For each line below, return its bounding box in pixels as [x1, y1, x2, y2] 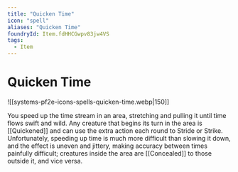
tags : [7, 37, 23, 44]
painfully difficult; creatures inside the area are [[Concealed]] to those [7, 149, 212, 157]
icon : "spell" [7, 17, 50, 24]
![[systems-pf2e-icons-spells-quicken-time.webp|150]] [7, 97, 170, 106]
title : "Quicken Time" [7, 10, 75, 18]
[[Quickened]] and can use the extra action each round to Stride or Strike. [7, 126, 223, 135]
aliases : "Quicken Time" [7, 23, 81, 31]
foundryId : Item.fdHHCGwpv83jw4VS [7, 30, 110, 38]
